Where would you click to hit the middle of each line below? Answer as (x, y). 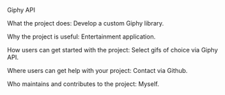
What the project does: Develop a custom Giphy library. (86, 23)
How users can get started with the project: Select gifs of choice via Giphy (112, 50)
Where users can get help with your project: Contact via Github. (97, 71)
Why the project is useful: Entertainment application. (82, 36)
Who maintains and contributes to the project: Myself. (83, 84)
